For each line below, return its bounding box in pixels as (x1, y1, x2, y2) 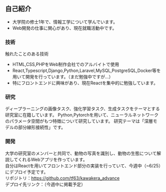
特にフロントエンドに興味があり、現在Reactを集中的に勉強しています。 (12, 80, 158, 86)
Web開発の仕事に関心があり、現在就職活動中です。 (12, 25, 117, 31)
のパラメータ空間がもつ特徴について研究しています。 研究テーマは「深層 (5, 118, 153, 124)
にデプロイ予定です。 (5, 169, 49, 175)
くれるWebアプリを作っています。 (18, 156, 88, 162)
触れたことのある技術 (5, 51, 49, 57)
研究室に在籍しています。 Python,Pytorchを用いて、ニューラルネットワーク (5, 112, 159, 118)
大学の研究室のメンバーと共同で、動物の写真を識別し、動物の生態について (5, 150, 157, 156)
